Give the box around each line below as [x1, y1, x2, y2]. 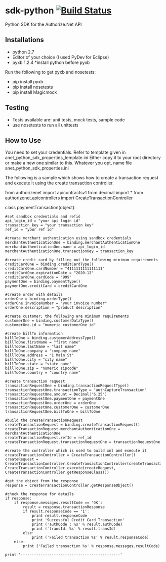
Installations [5, 36, 44, 44]
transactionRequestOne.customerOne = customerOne [5, 405, 110, 410]
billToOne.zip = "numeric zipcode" [5, 366, 79, 371]
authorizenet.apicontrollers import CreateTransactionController [5, 195, 133, 201]
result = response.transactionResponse [23, 505, 105, 510]
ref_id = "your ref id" [5, 227, 54, 232]
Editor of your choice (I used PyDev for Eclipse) [12, 54, 109, 60]
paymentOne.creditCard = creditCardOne [5, 283, 87, 288]
